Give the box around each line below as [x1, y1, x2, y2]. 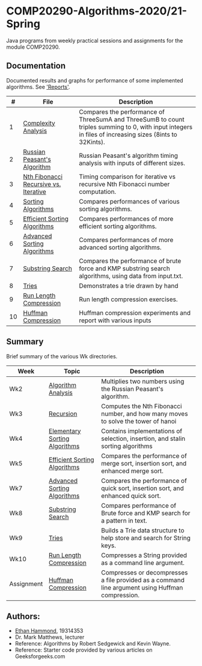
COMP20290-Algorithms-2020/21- [6, 4, 188, 18]
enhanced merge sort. [101, 467, 164, 475]
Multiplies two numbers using [101, 377, 185, 385]
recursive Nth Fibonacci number [79, 179, 170, 188]
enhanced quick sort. [101, 491, 161, 500]
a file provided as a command [101, 576, 185, 584]
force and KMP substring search [79, 264, 170, 272]
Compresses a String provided [101, 551, 188, 559]
